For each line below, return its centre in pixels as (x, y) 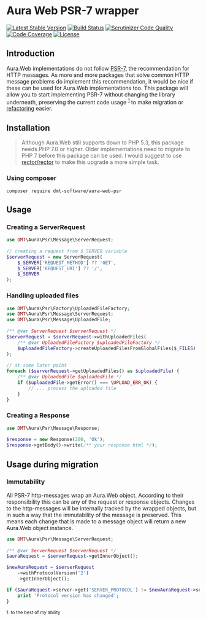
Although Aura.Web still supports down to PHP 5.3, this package (102, 143)
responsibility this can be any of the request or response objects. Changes (101, 502)
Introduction (31, 54)
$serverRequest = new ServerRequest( (55, 257)
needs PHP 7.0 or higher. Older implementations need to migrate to (106, 149)
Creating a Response (38, 415)
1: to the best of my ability (33, 612)
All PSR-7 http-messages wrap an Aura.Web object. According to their (95, 495)
